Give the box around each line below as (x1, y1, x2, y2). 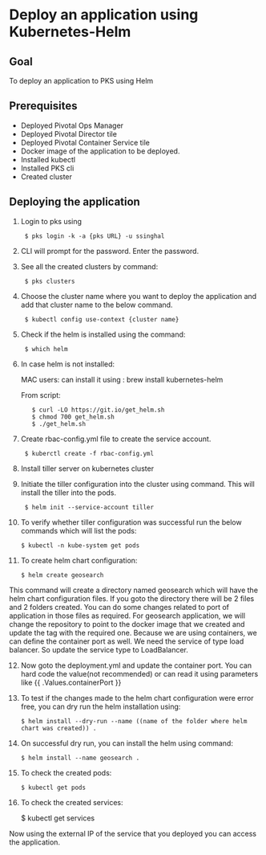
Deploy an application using (9, 6, 199, 24)
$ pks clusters (24, 277, 75, 285)
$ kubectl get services (20, 813, 95, 823)
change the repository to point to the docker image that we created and (9, 619, 245, 628)
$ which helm (24, 345, 68, 353)
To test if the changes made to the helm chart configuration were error (20, 693, 254, 702)
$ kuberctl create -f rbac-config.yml (24, 449, 155, 457)
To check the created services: (20, 797, 123, 807)
